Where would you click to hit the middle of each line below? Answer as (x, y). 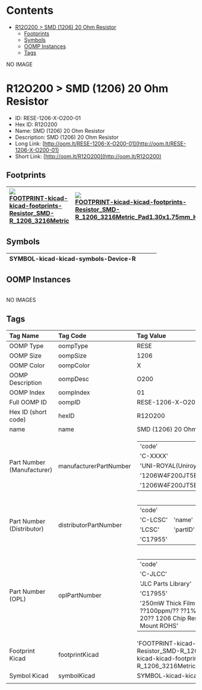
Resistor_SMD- (32, 213)
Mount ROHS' (159, 626)
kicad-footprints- (36, 206)
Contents (30, 11)
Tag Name (24, 336)
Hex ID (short (28, 412)
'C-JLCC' (153, 574)
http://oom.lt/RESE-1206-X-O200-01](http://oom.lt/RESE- (115, 143)
